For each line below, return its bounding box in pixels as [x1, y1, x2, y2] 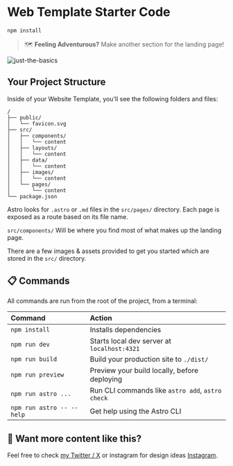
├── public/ [7, 114, 42, 121]
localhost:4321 [89, 345, 140, 353]
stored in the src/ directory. [7, 254, 87, 262]
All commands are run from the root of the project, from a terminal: [7, 297, 198, 305]
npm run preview [10, 371, 64, 379]
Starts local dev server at [89, 336, 171, 346]
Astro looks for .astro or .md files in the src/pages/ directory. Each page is [7, 205, 220, 214]
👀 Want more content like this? [7, 433, 142, 445]
